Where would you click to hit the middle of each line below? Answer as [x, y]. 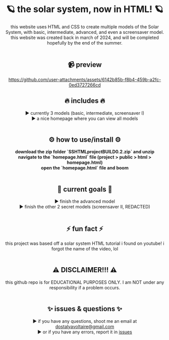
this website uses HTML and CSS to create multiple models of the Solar [85, 27]
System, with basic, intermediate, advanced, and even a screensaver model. [85, 32]
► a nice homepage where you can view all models [85, 118]
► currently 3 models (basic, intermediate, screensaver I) [85, 113]
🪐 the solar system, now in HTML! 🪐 [85, 9]
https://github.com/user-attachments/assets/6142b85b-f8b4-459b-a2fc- [85, 79]
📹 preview [85, 65]
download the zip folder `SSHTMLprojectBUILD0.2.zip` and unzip [85, 152]
